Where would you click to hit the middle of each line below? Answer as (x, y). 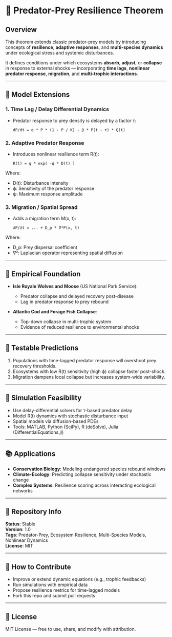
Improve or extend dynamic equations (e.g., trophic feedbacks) (79, 579)
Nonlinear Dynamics (27, 540)
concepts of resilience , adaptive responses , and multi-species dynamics (84, 47)
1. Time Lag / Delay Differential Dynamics (57, 109)
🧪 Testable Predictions (42, 348)
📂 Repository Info (33, 511)
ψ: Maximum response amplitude (48, 194)
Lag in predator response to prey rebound (64, 302)
